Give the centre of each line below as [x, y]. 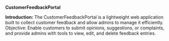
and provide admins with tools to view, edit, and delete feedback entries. [81, 33]
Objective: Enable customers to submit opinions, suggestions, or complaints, [85, 28]
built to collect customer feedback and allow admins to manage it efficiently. [84, 23]
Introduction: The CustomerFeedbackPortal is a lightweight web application [84, 17]
